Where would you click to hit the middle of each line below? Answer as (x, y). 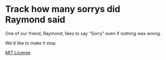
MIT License (18, 53)
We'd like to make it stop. (31, 43)
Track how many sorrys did (63, 9)
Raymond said (35, 20)
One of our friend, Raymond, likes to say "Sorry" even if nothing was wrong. (83, 33)
